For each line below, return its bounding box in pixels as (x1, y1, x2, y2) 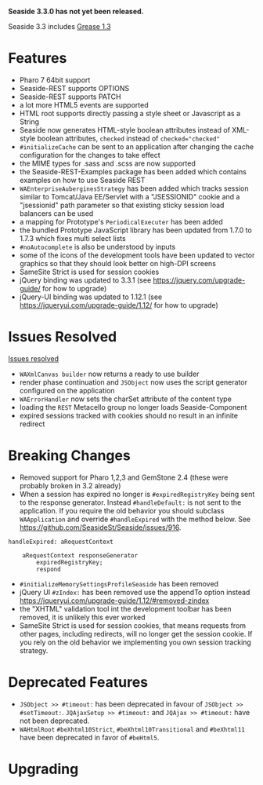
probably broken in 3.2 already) (19, 480, 121, 490)
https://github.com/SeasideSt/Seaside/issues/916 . (19, 522, 182, 532)
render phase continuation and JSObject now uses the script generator (19, 377, 248, 387)
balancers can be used (19, 208, 94, 218)
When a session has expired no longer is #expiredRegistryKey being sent (19, 489, 255, 498)
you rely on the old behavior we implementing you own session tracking (19, 637, 252, 647)
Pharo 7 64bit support (19, 75, 91, 85)
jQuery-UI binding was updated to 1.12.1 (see (19, 292, 163, 301)
